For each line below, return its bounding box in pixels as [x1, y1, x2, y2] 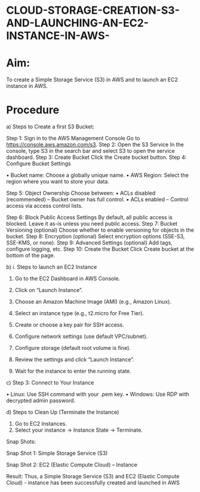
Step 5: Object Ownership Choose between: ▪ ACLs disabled [6, 189, 156, 197]
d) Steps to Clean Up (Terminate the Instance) [6, 408, 119, 416]
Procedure [6, 103, 60, 117]
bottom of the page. [6, 252, 56, 259]
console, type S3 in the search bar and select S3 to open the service [6, 147, 175, 155]
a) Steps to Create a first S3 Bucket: [6, 123, 94, 130]
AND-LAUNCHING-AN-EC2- [6, 16, 149, 30]
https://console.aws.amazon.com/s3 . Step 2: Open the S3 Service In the [6, 141, 184, 148]
